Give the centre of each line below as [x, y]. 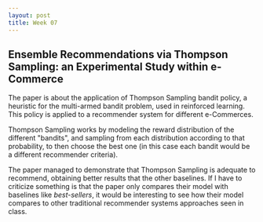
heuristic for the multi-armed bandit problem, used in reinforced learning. [126, 106]
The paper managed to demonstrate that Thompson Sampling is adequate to [132, 170]
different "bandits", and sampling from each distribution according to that [126, 138]
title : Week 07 [33, 23]
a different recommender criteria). [63, 155]
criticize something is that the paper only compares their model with [119, 187]
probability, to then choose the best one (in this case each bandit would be [129, 147]
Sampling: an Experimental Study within [108, 66]
